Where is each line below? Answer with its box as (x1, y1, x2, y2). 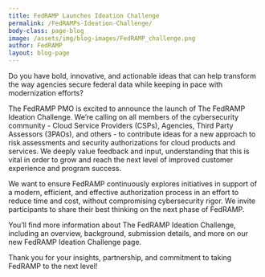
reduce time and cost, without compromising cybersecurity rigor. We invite (8, 196, 255, 206)
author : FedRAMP (8, 42, 63, 50)
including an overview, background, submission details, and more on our (8, 229, 249, 238)
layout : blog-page (8, 49, 70, 57)
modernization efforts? (8, 88, 84, 97)
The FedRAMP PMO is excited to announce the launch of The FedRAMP (8, 104, 246, 113)
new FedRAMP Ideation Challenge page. (8, 238, 142, 246)
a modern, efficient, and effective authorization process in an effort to (8, 188, 239, 197)
